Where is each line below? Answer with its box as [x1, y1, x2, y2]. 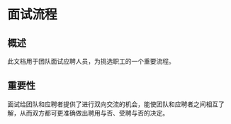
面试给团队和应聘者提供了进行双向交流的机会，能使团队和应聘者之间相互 [7, 100, 218, 108]
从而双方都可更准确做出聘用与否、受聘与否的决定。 [19, 108, 169, 117]
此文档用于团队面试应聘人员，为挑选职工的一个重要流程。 [7, 57, 175, 65]
